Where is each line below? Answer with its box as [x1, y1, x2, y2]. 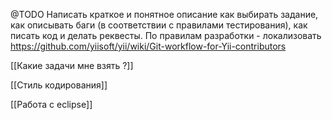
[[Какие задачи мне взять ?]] [10, 60, 134, 71]
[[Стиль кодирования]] [10, 79, 108, 91]
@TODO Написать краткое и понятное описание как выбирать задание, [10, 9, 319, 20]
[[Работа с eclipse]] [10, 99, 93, 110]
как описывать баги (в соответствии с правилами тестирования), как [10, 19, 308, 31]
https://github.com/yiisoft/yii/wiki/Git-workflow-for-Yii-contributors [10, 40, 287, 52]
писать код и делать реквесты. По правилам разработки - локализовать [10, 30, 322, 41]
